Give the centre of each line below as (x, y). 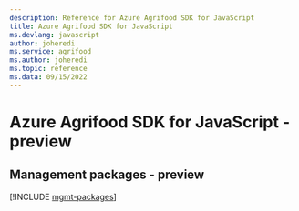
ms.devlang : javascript (55, 35)
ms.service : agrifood (51, 52)
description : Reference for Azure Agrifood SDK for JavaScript (132, 18)
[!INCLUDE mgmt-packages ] (63, 196)
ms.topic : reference (49, 69)
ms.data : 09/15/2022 (49, 77)
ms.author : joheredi (49, 60)
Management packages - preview (107, 175)
